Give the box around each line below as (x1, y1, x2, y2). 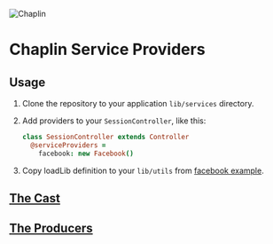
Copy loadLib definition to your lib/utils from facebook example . (21, 165, 264, 176)
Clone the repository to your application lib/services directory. (21, 98, 254, 108)
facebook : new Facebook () (38, 149, 135, 158)
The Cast (9, 191, 60, 206)
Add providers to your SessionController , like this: (21, 115, 207, 126)
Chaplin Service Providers (9, 40, 206, 59)
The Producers (9, 221, 93, 236)
